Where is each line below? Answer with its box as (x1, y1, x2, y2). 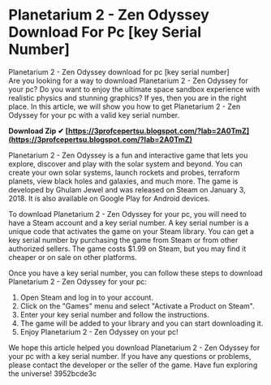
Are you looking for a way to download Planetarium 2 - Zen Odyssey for (8, 76, 249, 85)
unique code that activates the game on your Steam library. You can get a (8, 226, 254, 236)
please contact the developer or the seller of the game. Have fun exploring (8, 360, 258, 370)
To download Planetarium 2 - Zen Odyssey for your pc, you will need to (8, 209, 247, 218)
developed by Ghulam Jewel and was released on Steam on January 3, (8, 184, 246, 194)
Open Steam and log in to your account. (19, 292, 154, 302)
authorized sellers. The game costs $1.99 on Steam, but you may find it (8, 244, 247, 253)
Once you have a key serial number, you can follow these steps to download (8, 268, 264, 278)
